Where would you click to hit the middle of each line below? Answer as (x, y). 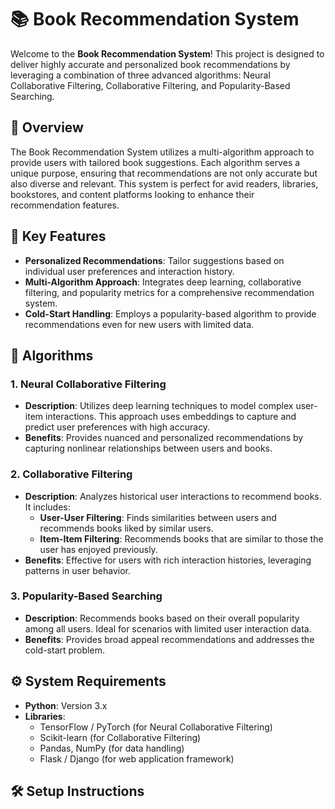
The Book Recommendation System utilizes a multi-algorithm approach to (162, 152)
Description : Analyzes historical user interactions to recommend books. (173, 496)
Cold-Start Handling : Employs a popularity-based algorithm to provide (170, 313)
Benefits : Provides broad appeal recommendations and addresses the (169, 639)
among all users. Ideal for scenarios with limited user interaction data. (168, 628)
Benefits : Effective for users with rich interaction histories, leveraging (168, 560)
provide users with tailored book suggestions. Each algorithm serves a (155, 162)
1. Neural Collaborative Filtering (88, 384)
